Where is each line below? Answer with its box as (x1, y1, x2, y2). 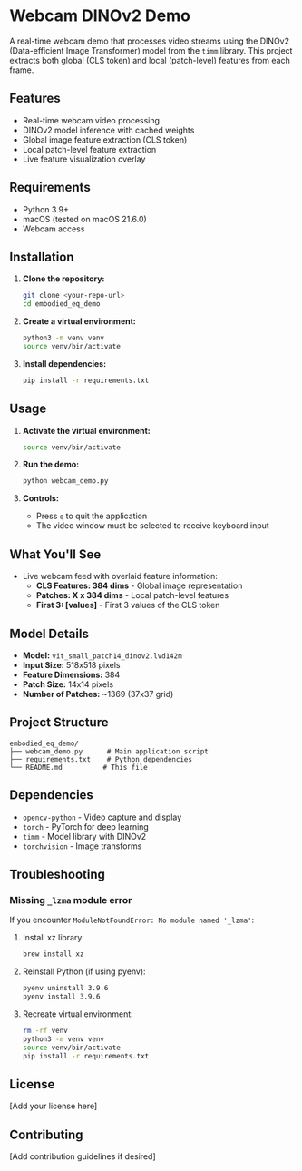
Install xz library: (22, 932, 84, 943)
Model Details (9, 625, 89, 641)
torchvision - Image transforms (22, 841, 142, 851)
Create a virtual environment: (22, 316, 136, 327)
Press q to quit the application (35, 510, 148, 522)
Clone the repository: (22, 273, 105, 284)
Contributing (9, 1127, 83, 1142)
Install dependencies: (22, 358, 107, 369)
